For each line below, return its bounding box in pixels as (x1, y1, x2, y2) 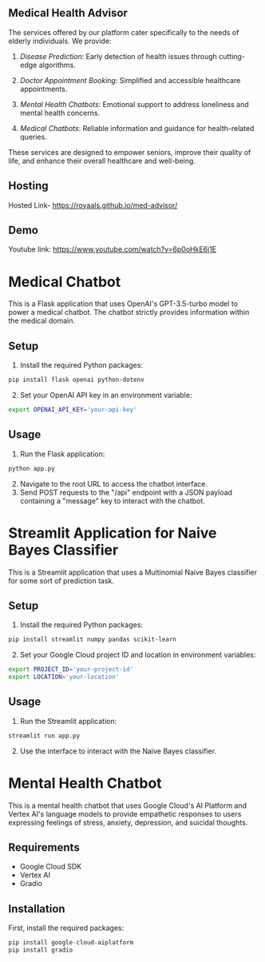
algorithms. (38, 60, 76, 70)
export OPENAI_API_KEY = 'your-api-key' (8, 406, 137, 414)
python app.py (8, 464, 56, 472)
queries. (19, 132, 48, 141)
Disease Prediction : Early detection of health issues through (19, 51, 218, 61)
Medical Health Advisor (8, 6, 128, 20)
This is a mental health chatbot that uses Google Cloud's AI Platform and (8, 801, 247, 810)
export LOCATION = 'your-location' (8, 673, 120, 682)
